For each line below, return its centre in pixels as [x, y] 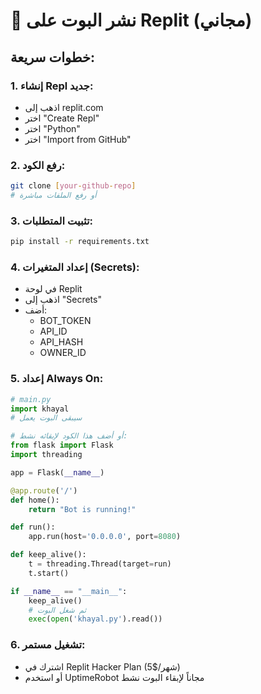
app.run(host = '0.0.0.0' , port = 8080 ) [105, 537]
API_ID [53, 331]
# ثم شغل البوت [57, 610]
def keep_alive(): [48, 555]
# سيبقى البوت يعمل [46, 418]
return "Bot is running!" [82, 509]
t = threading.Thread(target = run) [100, 564]
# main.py [31, 399]
